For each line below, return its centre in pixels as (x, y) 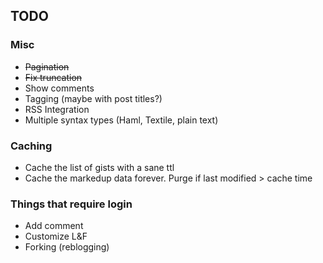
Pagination (47, 66)
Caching (31, 146)
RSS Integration (57, 109)
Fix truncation (53, 77)
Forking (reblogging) (67, 247)
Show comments (59, 88)
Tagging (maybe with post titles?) (93, 98)
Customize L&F (56, 236)
